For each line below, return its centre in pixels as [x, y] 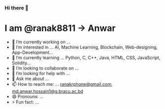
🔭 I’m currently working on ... [41, 42]
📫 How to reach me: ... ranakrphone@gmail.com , [62, 84]
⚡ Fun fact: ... [25, 102]
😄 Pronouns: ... [28, 96]
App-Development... [32, 52]
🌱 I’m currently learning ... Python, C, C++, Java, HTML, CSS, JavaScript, [86, 57]
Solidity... [21, 63]
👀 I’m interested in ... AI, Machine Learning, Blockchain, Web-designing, [84, 47]
